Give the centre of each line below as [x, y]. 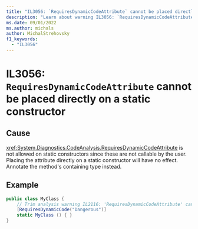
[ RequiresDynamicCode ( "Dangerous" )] [62, 210]
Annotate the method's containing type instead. [64, 166]
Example [22, 185]
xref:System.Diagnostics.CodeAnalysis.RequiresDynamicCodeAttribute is [95, 147]
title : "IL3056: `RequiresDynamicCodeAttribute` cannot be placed [89, 12]
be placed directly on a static [78, 99]
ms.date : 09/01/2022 [32, 22]
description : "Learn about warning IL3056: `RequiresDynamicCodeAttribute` [101, 17]
